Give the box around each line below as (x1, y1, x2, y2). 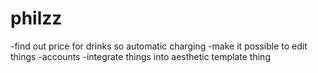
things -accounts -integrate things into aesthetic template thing (10, 50, 271, 62)
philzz (10, 7, 63, 30)
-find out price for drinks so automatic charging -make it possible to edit (10, 40, 308, 52)
